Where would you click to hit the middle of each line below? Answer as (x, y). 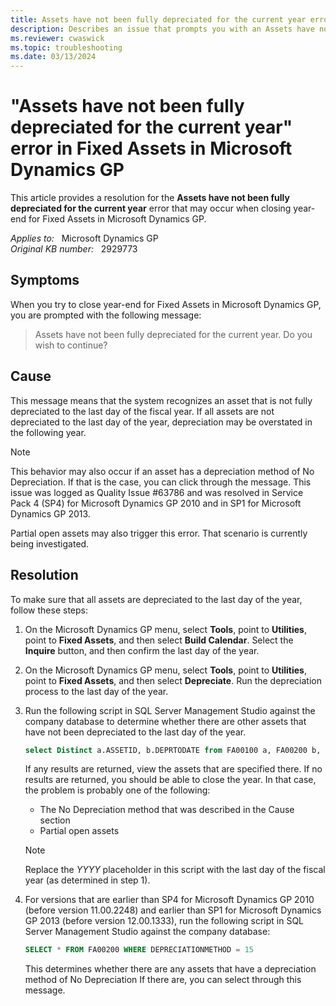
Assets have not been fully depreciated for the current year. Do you (173, 334)
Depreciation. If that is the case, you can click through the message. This (161, 482)
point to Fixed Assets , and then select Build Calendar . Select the (159, 640)
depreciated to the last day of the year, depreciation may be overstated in (161, 422)
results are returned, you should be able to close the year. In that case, (170, 780)
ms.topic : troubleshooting (66, 47)
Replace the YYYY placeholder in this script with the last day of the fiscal (175, 870)
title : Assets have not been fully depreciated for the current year (158, 19)
